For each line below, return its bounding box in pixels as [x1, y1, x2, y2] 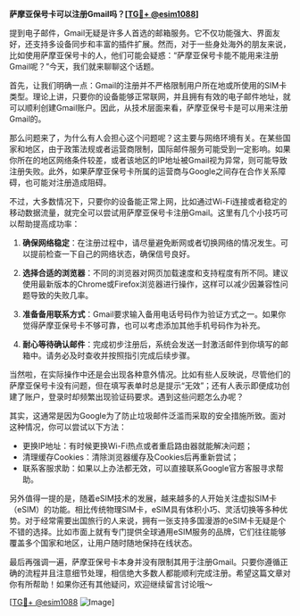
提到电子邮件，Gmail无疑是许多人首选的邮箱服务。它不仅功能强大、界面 [9, 28, 273, 38]
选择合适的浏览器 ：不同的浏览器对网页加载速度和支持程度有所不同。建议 [21, 268, 288, 278]
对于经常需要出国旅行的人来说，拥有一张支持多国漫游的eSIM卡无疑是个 [24, 515, 287, 526]
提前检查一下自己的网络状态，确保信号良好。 [29, 249, 195, 259]
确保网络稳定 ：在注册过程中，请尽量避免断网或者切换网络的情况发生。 [21, 237, 281, 248]
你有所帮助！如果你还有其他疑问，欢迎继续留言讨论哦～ [9, 579, 212, 589]
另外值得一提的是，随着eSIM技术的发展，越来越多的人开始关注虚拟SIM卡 [9, 493, 277, 504]
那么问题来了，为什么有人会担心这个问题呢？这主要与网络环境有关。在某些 [9, 133, 283, 143]
